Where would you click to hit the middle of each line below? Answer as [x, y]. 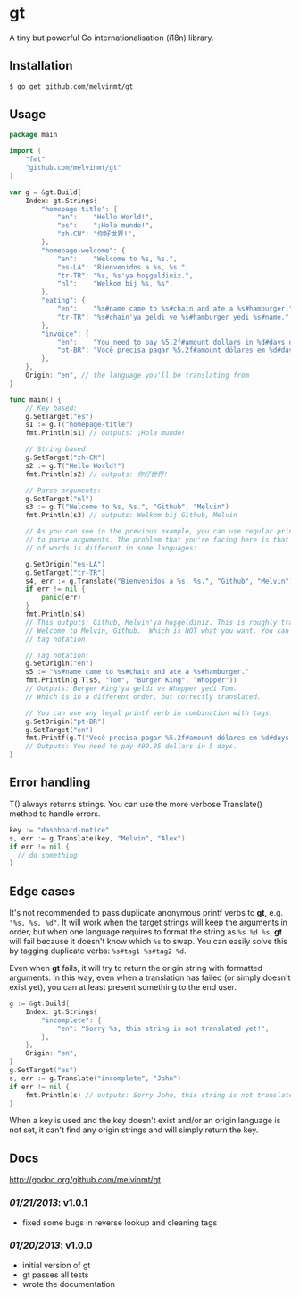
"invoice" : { [66, 334]
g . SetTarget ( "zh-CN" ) [65, 458]
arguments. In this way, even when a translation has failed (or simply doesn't [150, 977]
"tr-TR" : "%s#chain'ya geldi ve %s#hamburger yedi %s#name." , [175, 317]
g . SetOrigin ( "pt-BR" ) [65, 721]
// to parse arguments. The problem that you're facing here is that [158, 540]
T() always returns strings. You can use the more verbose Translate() [136, 804]
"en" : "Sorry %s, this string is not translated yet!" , [163, 1028]
